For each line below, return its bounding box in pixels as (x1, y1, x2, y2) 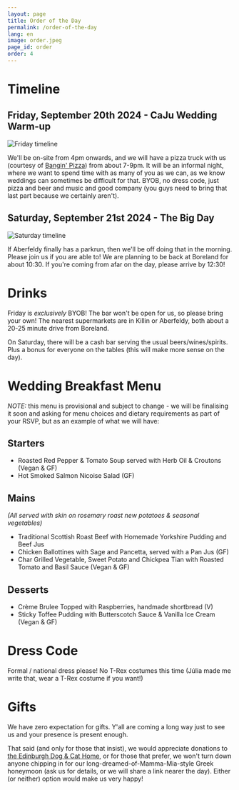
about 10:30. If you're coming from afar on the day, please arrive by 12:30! (7, 260, 225, 269)
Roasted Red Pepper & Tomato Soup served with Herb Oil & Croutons (17, 456, 222, 465)
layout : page (7, 10, 46, 18)
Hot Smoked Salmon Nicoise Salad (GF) (17, 471, 135, 480)
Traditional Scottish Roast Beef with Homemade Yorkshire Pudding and (17, 533, 227, 541)
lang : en (7, 30, 34, 38)
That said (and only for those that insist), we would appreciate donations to (7, 744, 228, 752)
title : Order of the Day (7, 17, 81, 24)
